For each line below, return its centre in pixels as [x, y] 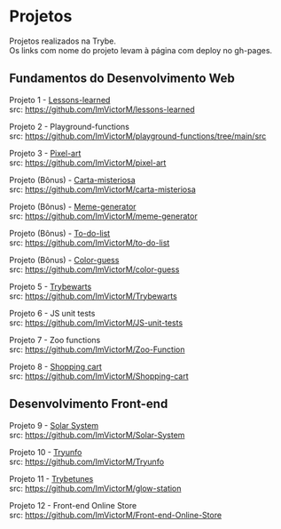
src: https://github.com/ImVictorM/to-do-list [90, 243]
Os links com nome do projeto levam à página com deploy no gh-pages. [141, 50]
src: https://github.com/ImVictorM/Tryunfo [87, 461]
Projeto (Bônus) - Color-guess [64, 260]
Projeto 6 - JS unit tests [52, 313]
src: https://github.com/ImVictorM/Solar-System [97, 435]
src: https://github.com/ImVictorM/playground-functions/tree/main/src [138, 136]
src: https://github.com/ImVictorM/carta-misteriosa [103, 189]
